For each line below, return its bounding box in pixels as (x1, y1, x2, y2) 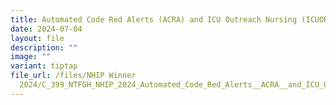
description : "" (10, 42, 78, 53)
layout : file (10, 33, 65, 43)
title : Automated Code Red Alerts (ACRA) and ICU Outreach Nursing (10, 14, 298, 25)
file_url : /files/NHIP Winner (10, 71, 137, 81)
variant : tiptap (10, 61, 78, 71)
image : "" (10, 52, 52, 62)
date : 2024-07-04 (10, 24, 83, 34)
